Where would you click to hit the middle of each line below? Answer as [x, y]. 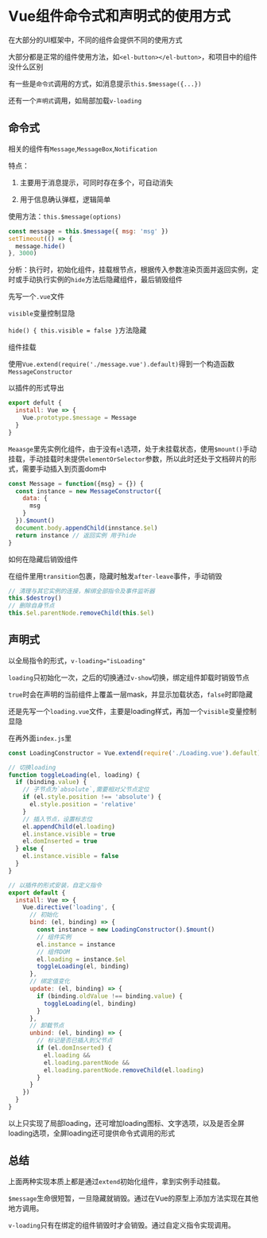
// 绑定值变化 [49, 982]
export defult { [35, 403]
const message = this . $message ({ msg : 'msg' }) [89, 231]
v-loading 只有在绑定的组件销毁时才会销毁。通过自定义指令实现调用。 [122, 1224]
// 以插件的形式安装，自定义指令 [55, 885]
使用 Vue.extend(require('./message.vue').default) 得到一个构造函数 [121, 364]
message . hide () [41, 246]
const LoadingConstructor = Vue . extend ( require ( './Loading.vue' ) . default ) [135, 753]
